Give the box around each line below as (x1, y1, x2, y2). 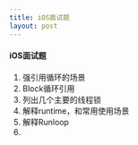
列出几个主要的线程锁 (22, 94, 101, 105)
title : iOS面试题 (9, 13, 70, 22)
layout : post (9, 21, 58, 30)
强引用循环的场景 (22, 72, 86, 82)
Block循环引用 (22, 82, 75, 94)
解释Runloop (22, 116, 70, 127)
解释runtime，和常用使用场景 (22, 105, 130, 116)
